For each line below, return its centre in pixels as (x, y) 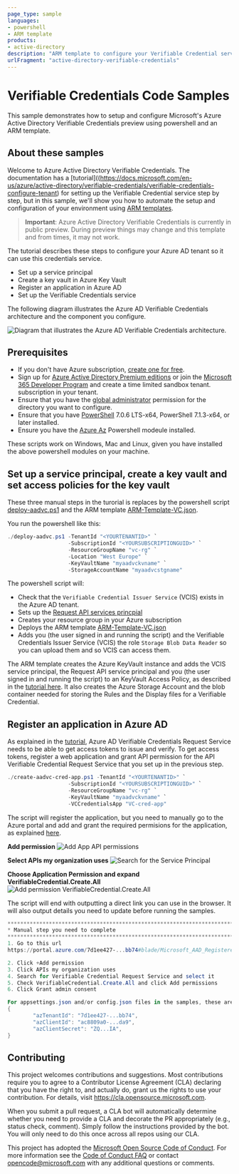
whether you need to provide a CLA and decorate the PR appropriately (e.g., (119, 1119)
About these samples (56, 153)
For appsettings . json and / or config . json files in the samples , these (114, 1002)
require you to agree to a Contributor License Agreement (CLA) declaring (115, 1082)
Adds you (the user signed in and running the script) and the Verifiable (121, 635)
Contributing (36, 1057)
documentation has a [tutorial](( (54, 177)
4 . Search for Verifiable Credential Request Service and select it (111, 976)
